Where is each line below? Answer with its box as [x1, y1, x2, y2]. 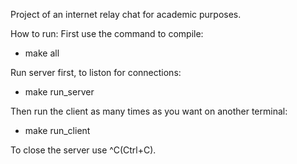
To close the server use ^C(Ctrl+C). [10, 144, 157, 156]
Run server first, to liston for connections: [10, 67, 182, 78]
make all [24, 47, 60, 59]
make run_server [24, 86, 95, 98]
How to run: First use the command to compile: [10, 28, 204, 39]
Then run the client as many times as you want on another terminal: [10, 105, 288, 117]
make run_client [24, 125, 91, 136]
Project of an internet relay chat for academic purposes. [10, 9, 242, 20]
